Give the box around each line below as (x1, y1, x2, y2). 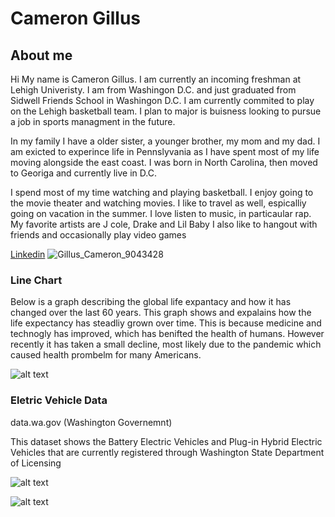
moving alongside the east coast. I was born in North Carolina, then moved (10, 157, 318, 168)
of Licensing (10, 457, 62, 469)
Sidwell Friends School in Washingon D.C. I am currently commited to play (10, 95, 315, 106)
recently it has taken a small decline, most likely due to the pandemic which (10, 338, 322, 351)
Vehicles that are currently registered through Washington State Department (10, 446, 325, 458)
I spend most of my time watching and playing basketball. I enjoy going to (10, 187, 314, 198)
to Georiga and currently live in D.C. (10, 167, 157, 179)
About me (10, 47, 73, 64)
